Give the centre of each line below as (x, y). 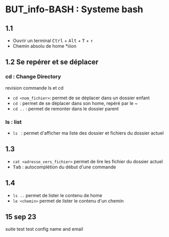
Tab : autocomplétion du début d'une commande (64, 167)
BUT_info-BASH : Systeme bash (74, 9)
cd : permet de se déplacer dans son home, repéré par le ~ (75, 103)
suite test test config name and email (44, 229)
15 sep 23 (21, 217)
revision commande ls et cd (35, 88)
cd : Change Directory (33, 77)
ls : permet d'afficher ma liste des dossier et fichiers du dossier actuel (88, 133)
